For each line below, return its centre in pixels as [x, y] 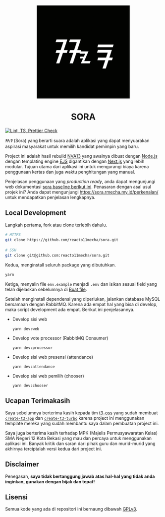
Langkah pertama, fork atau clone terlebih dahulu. [56, 225]
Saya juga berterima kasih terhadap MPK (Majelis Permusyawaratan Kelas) [81, 433]
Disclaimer [22, 464]
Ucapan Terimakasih [38, 401]
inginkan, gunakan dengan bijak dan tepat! [50, 481]
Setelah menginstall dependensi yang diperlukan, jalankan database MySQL [83, 299]
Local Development [36, 213]
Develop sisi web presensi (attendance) [53, 357]
